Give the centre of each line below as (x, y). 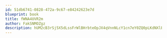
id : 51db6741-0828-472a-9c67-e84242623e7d (50, 10)
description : (19, 28)
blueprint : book (22, 14)
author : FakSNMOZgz (25, 23)
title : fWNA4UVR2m (24, 19)
